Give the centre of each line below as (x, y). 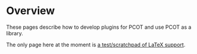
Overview (31, 11)
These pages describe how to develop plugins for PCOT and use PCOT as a (99, 27)
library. (15, 33)
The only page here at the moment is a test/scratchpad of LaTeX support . (96, 45)
